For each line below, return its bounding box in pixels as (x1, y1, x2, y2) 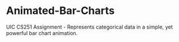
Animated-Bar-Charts (6, 4, 115, 17)
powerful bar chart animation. (6, 29, 78, 36)
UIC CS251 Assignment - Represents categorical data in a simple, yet (6, 23, 173, 30)
